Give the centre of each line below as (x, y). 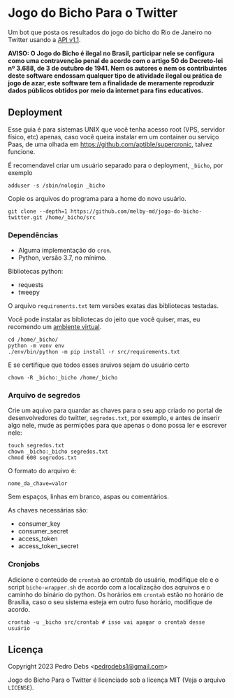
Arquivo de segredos (44, 395)
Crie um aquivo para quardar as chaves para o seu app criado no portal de (115, 410)
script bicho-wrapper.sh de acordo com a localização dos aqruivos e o (109, 587)
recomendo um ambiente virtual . (55, 327)
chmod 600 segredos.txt (43, 458)
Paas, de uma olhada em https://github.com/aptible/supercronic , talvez (110, 144)
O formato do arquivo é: (42, 471)
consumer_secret (43, 531)
